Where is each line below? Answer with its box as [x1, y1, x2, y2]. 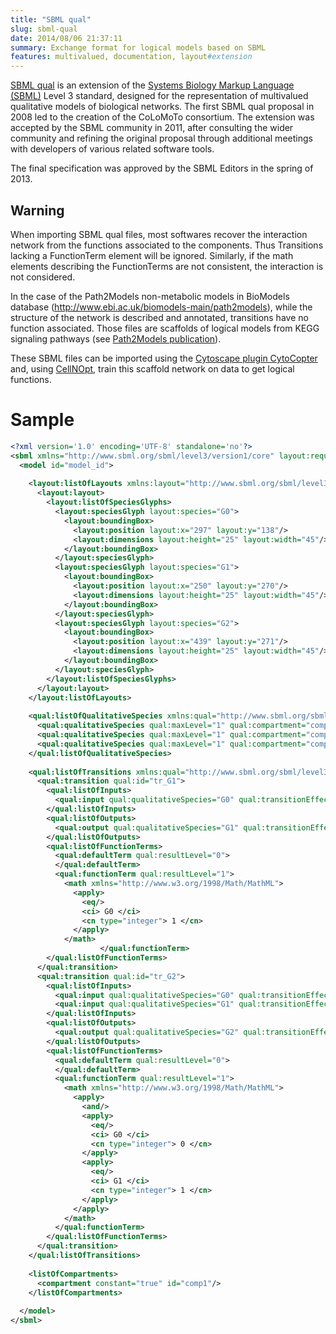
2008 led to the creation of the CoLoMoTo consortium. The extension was [10, 111, 315, 123]
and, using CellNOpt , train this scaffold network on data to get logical [10, 362, 295, 375]
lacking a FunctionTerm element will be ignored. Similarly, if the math [10, 249, 294, 261]
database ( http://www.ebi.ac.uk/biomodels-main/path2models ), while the [10, 301, 313, 313]
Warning [10, 202, 65, 219]
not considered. [10, 271, 76, 283]
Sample [10, 409, 75, 431]
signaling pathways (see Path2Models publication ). [10, 332, 222, 345]
